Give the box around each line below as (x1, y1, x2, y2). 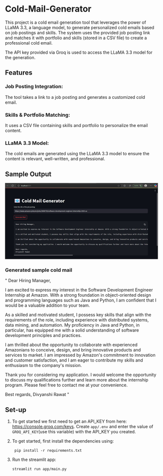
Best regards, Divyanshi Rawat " (5, 392, 69, 397)
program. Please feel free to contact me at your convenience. (5, 382, 128, 388)
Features (5, 69, 33, 77)
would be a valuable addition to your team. (5, 302, 90, 308)
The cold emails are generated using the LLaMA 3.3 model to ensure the (5, 151, 149, 157)
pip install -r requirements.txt (14, 448, 82, 453)
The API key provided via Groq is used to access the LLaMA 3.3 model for (5, 49, 153, 55)
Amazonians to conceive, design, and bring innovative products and (5, 347, 141, 353)
